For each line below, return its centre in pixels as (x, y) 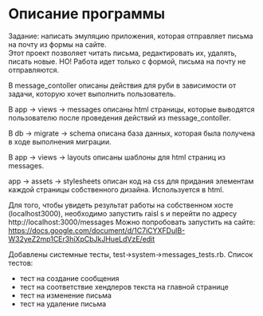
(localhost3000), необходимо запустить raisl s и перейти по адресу (123, 213)
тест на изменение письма (65, 295)
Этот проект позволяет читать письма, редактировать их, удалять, (123, 53)
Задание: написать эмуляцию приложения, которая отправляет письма (131, 36)
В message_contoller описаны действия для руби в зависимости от (122, 85)
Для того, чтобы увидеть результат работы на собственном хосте (121, 205)
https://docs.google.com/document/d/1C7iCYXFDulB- (97, 230)
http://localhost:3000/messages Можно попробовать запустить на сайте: (132, 222)
